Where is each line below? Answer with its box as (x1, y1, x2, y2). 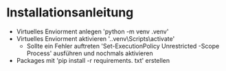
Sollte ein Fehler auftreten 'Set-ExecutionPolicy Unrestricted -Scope (26, 42, 220, 50)
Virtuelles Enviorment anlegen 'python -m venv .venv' (16, 27, 169, 35)
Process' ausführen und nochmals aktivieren (26, 49, 153, 57)
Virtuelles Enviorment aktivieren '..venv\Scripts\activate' (16, 34, 175, 42)
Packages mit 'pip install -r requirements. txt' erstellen (16, 56, 170, 64)
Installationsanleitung (6, 5, 134, 20)
